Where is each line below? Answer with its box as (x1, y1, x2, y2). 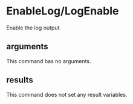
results (6, 75, 33, 85)
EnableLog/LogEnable (6, 4, 119, 18)
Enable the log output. (6, 24, 62, 31)
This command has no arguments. (6, 57, 91, 64)
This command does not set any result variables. (6, 91, 128, 98)
